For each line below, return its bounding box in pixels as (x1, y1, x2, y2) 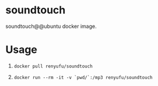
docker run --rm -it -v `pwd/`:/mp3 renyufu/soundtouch (13, 74, 153, 80)
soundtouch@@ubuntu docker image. (5, 23, 97, 30)
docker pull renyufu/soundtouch (13, 63, 93, 69)
